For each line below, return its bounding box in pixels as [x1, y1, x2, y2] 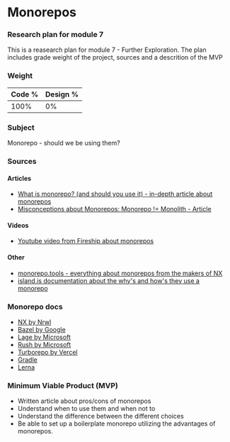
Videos [7, 221, 29, 229]
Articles [7, 174, 32, 182]
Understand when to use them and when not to [17, 404, 156, 413]
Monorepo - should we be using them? [7, 139, 120, 148]
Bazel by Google [17, 325, 66, 333]
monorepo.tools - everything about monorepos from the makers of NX [17, 269, 223, 277]
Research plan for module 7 [7, 30, 104, 40]
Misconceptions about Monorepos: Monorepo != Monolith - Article [17, 205, 212, 214]
